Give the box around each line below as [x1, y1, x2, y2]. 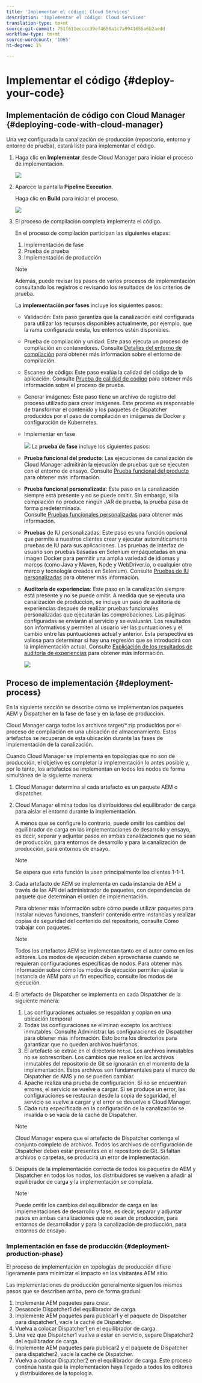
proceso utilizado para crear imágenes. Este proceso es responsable [23, 399, 195, 406]
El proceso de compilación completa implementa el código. [14, 217, 162, 225]
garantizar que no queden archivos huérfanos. [23, 1040, 139, 1048]
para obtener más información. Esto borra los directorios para [23, 1034, 177, 1042]
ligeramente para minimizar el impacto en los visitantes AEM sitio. [6, 1269, 169, 1276]
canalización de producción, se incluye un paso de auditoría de [23, 598, 181, 605]
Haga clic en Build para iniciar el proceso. [14, 194, 119, 202]
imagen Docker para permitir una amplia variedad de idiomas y [23, 555, 180, 562]
